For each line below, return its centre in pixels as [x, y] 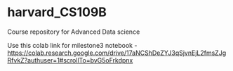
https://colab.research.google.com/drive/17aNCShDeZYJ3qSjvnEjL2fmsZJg [117, 53]
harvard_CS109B [57, 12]
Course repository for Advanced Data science [74, 32]
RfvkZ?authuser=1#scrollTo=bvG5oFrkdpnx [70, 60]
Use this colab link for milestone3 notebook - [72, 45]
